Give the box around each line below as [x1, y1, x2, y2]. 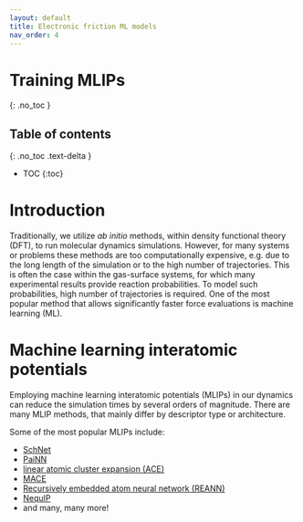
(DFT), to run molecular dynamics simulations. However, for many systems [9, 240, 290, 251]
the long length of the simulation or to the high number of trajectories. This [9, 259, 290, 270]
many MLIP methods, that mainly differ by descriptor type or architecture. [9, 409, 286, 420]
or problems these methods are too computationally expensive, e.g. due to [9, 250, 290, 261]
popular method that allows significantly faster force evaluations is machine [9, 298, 294, 309]
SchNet [22, 444, 52, 454]
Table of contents [9, 126, 111, 141]
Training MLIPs [9, 69, 126, 90]
